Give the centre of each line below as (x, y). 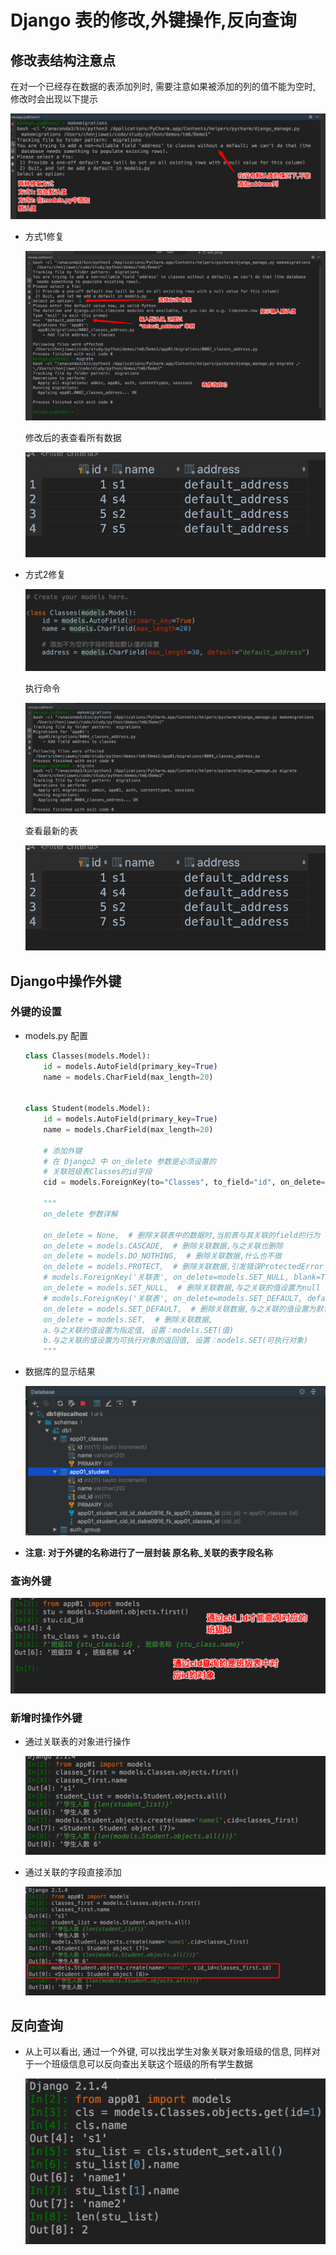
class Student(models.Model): (88, 1109)
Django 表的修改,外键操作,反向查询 (153, 20)
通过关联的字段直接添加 (73, 1872)
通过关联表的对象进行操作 (77, 1741)
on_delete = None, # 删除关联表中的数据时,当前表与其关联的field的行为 (182, 1235)
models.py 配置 (56, 1035)
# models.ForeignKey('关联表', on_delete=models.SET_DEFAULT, (173, 1298)
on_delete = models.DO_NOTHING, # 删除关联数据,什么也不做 (162, 1256)
